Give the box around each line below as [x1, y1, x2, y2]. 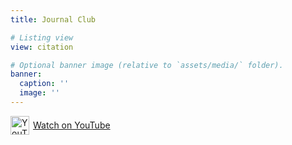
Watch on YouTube [33, 119, 111, 131]
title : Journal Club [10, 14, 97, 25]
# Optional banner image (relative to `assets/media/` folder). [10, 60, 284, 70]
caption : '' [19, 79, 70, 89]
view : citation [10, 42, 74, 52]
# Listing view [10, 32, 74, 43]
